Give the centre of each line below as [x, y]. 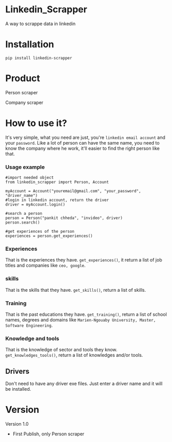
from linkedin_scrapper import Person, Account [57, 182]
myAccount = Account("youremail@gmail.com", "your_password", [73, 191]
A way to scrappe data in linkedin [41, 24]
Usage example [25, 167]
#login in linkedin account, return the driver [57, 200]
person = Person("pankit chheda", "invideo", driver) [64, 218]
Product [23, 78]
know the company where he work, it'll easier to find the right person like [83, 148]
